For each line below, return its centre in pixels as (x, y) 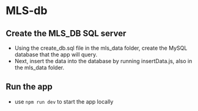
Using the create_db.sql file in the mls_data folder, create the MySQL (101, 48)
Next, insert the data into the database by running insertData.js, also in (103, 61)
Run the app (29, 87)
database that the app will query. (56, 55)
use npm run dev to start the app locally (64, 101)
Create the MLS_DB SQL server (66, 33)
